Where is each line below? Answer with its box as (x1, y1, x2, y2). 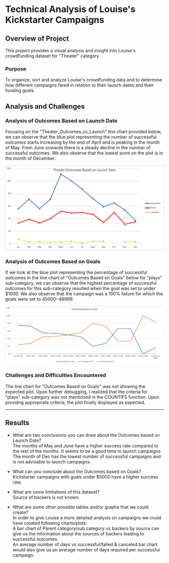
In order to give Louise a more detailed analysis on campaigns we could (12, 514, 161, 521)
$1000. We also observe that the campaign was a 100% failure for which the (5, 291, 163, 297)
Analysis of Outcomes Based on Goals (5, 258, 101, 265)
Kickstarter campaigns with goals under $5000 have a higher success (12, 474, 158, 480)
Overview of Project (5, 34, 69, 43)
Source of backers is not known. (12, 494, 80, 500)
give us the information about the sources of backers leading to (12, 530, 144, 536)
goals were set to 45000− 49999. (5, 296, 74, 302)
